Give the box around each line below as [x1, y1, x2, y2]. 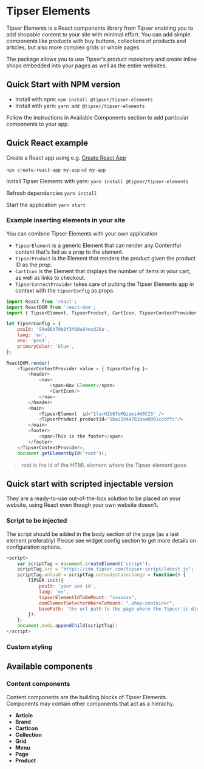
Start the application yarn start [6, 201, 86, 208]
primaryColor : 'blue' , [17, 343, 75, 350]
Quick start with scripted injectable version [6, 479, 174, 489]
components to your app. [6, 120, 70, 127]
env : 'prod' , [17, 338, 50, 344]
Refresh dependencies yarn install [6, 189, 97, 197]
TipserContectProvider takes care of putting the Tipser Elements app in [15, 280, 194, 288]
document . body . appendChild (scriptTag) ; [17, 623, 118, 629]
